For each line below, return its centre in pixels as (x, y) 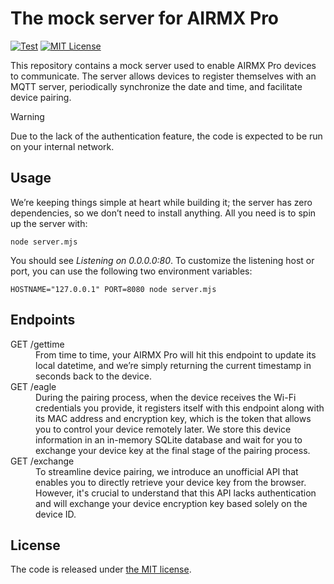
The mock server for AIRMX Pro (145, 18)
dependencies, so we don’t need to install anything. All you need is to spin (163, 213)
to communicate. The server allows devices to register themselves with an (163, 76)
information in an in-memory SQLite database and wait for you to (169, 439)
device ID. (56, 514)
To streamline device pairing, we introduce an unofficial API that (167, 471)
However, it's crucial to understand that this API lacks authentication (176, 493)
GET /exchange (42, 461)
